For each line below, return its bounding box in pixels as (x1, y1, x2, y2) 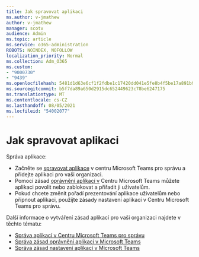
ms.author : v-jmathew (6, 14, 60, 20)
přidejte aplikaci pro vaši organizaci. (14, 171, 103, 178)
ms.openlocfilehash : (6, 81, 57, 87)
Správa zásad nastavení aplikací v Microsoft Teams (14, 245, 140, 252)
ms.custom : (6, 64, 33, 70)
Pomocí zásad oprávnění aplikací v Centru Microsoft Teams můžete (14, 177, 179, 185)
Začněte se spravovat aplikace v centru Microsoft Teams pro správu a (14, 164, 185, 172)
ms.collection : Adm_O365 (6, 58, 68, 64)
